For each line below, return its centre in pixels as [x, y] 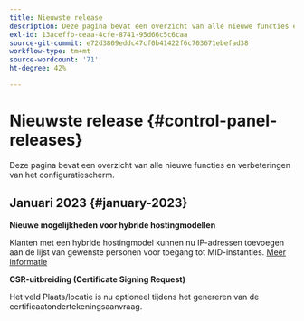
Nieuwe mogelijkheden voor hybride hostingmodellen [113, 225]
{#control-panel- [212, 121]
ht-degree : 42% [38, 69]
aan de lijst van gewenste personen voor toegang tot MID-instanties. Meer [148, 252]
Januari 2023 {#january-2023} [99, 203]
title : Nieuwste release [56, 18]
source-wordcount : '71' [54, 60]
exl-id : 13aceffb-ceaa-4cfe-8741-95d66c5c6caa [99, 34]
